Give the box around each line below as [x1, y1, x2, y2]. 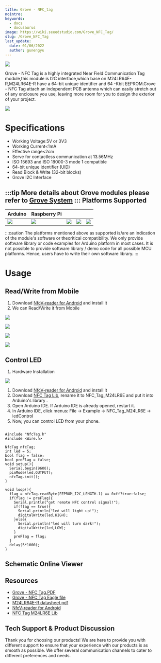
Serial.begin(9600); [9, 466, 51, 471]
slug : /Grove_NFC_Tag [5, 35, 49, 39]
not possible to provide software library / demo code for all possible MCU [5, 246, 152, 251]
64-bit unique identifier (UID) [12, 164, 70, 170]
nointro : [5, 12, 23, 17]
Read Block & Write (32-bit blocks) [12, 169, 81, 175]
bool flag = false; [5, 453, 45, 458]
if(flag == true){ [14, 504, 51, 509]
